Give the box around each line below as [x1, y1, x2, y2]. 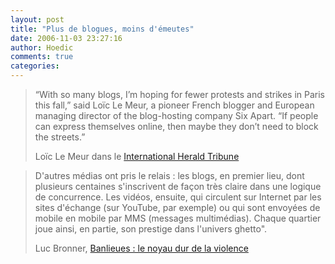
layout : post [10, 14, 65, 25]
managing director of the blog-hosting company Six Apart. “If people [34, 110, 319, 121]
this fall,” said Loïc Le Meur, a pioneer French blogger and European [34, 99, 315, 111]
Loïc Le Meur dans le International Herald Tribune [34, 151, 240, 162]
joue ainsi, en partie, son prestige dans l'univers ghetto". [34, 223, 268, 235]
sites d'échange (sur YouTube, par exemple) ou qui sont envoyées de [34, 202, 321, 213]
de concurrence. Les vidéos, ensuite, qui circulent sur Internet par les [34, 191, 322, 203]
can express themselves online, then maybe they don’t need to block [34, 121, 319, 132]
